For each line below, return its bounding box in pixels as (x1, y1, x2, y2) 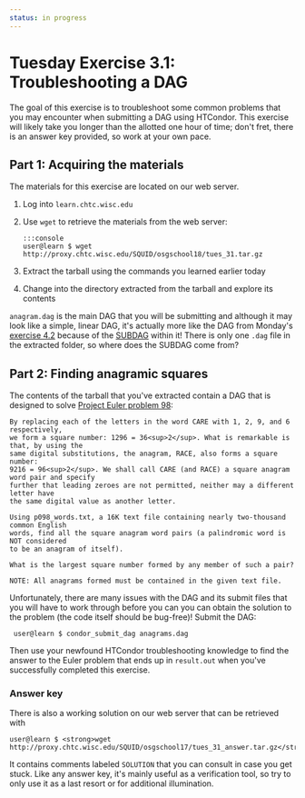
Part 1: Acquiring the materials (9, 156, 184, 173)
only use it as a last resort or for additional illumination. (9, 778, 214, 789)
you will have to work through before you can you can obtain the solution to (9, 602, 292, 613)
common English (9, 521, 67, 530)
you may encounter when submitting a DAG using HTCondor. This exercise (9, 111, 289, 123)
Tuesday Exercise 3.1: (9, 52, 176, 73)
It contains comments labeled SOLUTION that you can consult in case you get (9, 759, 292, 770)
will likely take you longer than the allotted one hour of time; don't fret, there (9, 121, 294, 132)
